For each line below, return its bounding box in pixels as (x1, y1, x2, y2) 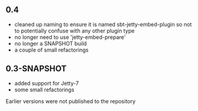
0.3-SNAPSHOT (5, 64, 67, 74)
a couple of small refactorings (14, 46, 88, 53)
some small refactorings (14, 86, 75, 93)
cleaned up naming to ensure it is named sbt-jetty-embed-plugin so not (14, 20, 192, 28)
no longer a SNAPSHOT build (14, 40, 87, 47)
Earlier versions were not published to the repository (5, 97, 136, 104)
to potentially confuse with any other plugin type (14, 27, 135, 34)
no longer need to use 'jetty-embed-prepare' (14, 33, 126, 41)
